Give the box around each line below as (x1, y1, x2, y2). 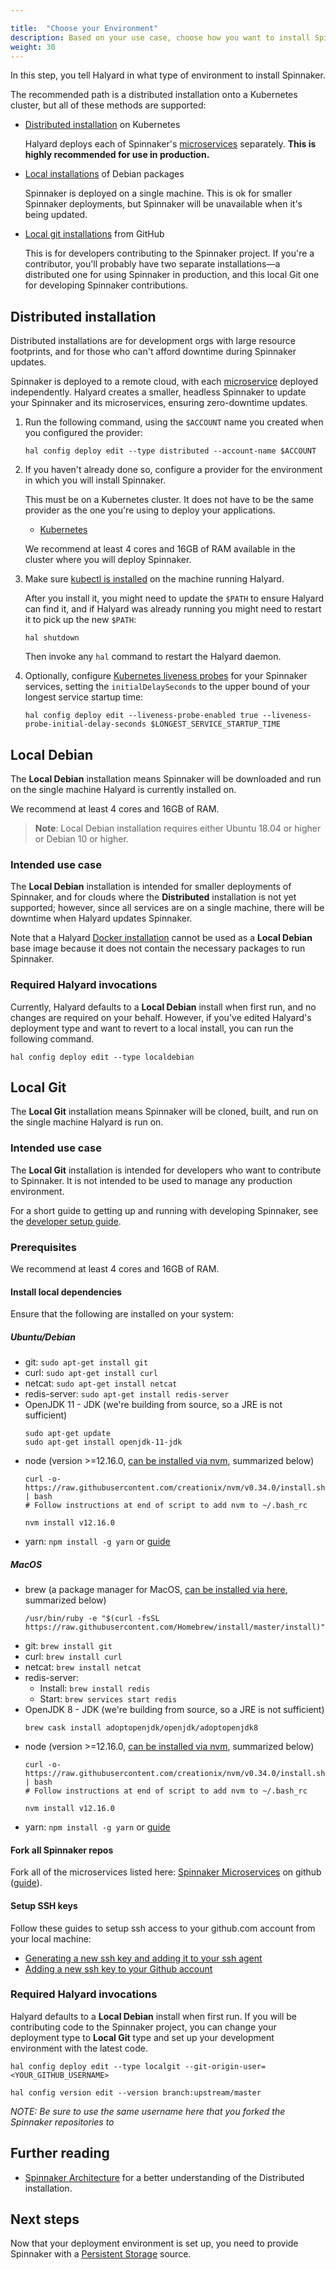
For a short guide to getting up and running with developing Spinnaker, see (10, 1204, 319, 1216)
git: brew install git (24, 1640, 113, 1652)
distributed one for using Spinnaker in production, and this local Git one (24, 269, 320, 281)
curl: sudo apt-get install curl (24, 1367, 158, 1379)
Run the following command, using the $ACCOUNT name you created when (24, 416, 324, 428)
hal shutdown (24, 633, 80, 643)
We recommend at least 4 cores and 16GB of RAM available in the (24, 543, 296, 555)
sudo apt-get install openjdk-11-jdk (24, 1437, 183, 1448)
